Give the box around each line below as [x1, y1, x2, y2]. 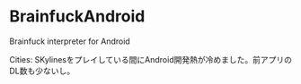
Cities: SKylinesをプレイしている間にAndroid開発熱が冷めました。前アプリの [9, 54, 292, 64]
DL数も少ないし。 [9, 65, 75, 76]
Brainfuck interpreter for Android [9, 36, 130, 46]
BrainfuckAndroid [9, 6, 146, 27]
